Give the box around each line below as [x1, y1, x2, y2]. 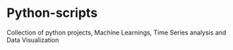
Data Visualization [6, 35, 59, 44]
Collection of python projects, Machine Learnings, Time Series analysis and [6, 28, 227, 37]
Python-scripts [6, 5, 98, 21]
